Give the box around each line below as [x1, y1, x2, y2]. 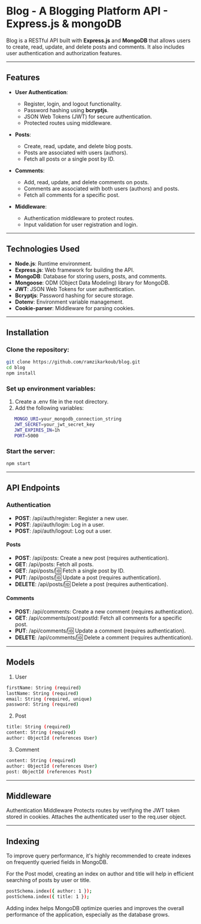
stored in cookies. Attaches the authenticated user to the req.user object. [6, 813, 187, 820]
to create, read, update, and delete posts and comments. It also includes [6, 43, 185, 50]
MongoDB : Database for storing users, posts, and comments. [14, 272, 167, 280]
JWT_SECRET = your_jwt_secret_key [14, 422, 95, 428]
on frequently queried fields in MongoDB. [6, 859, 108, 866]
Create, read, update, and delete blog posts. [23, 142, 133, 149]
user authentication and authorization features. [6, 49, 122, 56]
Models [6, 657, 35, 667]
